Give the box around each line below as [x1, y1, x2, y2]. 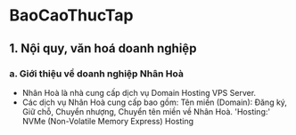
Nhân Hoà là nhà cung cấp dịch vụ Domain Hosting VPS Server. [21, 87, 257, 98]
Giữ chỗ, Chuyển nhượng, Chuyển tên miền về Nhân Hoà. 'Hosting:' [21, 106, 270, 116]
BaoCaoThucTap [9, 5, 134, 26]
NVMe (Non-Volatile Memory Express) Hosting [21, 115, 194, 126]
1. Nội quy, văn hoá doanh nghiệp [9, 41, 197, 56]
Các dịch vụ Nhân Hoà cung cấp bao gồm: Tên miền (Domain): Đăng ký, [21, 97, 288, 107]
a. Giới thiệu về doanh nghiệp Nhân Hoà [9, 67, 185, 80]
